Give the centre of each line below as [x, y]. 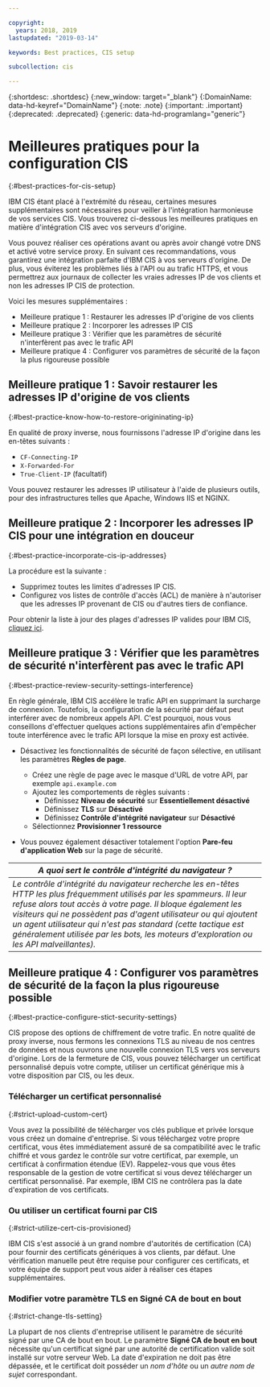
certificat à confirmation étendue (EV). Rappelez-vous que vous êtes [122, 1164]
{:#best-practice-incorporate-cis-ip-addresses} [88, 555]
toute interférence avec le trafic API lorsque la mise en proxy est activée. [129, 735]
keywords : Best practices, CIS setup [72, 52]
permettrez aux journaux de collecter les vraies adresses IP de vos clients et [135, 277]
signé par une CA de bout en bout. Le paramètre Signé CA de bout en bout [133, 1340]
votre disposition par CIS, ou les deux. [72, 1075]
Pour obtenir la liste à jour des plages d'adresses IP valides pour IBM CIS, [130, 619]
